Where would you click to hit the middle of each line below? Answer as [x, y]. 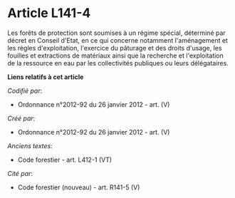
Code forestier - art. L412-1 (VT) [65, 160]
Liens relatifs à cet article [46, 77]
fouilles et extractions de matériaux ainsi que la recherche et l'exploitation [116, 56]
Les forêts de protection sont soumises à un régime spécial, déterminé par [116, 33]
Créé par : [21, 118]
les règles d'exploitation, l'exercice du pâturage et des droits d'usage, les [115, 48]
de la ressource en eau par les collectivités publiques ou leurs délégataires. [118, 63]
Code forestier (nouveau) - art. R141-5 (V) [79, 187]
